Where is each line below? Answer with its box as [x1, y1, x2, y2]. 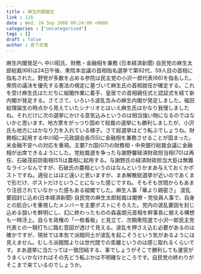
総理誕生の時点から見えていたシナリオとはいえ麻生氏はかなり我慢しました [6, 104, 190, 111]
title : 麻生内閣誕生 [6, 8, 55, 15]
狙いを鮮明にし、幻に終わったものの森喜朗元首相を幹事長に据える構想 [22, 209, 195, 216]
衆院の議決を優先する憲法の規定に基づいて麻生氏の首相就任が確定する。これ [6, 81, 195, 89]
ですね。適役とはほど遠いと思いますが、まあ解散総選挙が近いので [16, 171, 179, 178]
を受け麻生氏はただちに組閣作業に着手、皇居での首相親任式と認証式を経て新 [6, 89, 195, 96]
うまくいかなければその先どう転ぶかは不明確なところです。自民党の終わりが [6, 254, 194, 261]
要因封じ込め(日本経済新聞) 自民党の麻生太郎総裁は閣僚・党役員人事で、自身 [6, 194, 195, 201]
